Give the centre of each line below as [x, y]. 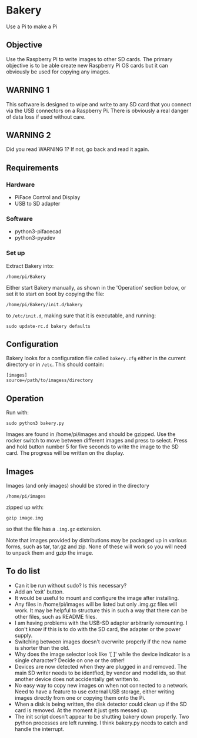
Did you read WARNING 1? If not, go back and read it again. [78, 149]
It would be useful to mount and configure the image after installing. [97, 598]
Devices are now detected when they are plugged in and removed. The [101, 666]
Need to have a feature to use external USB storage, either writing [94, 692]
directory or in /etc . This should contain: [55, 364]
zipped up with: [25, 507]
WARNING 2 [29, 135]
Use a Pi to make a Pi [32, 26]
